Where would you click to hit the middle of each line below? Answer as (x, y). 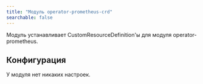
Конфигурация (36, 60)
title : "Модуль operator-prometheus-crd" (60, 12)
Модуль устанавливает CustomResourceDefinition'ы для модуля (89, 34)
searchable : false (29, 18)
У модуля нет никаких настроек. (49, 75)
